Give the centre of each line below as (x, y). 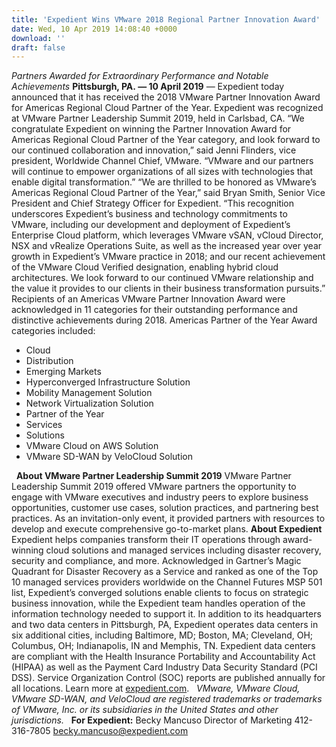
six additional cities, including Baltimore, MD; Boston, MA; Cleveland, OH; (162, 635)
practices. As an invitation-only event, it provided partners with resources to (168, 518)
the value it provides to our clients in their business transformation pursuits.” (168, 288)
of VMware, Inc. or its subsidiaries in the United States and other (145, 710)
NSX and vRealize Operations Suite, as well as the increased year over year (167, 246)
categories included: (53, 331)
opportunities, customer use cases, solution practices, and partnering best (165, 508)
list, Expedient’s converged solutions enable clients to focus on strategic (160, 593)
